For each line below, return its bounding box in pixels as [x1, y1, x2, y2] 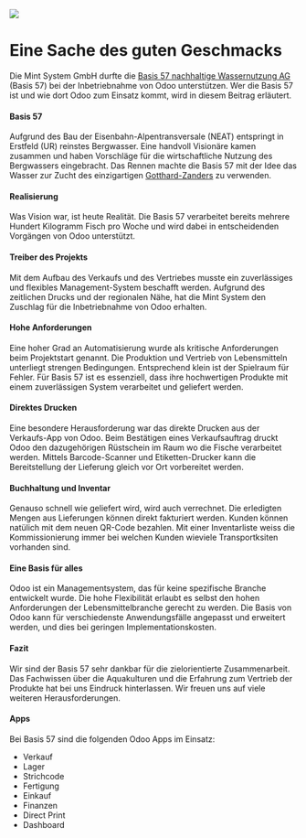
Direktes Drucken [9, 403, 78, 414]
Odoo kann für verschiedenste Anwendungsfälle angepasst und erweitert [9, 612, 286, 623]
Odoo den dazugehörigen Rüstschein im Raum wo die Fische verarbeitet [9, 442, 282, 453]
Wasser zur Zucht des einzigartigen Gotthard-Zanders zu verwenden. [9, 170, 272, 181]
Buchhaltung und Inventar [9, 482, 111, 493]
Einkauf [22, 790, 52, 800]
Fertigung [22, 780, 59, 791]
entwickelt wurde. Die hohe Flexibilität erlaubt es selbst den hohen [9, 593, 260, 604]
